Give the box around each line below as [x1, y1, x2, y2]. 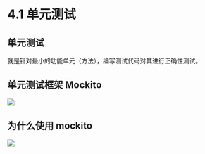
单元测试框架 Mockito [7, 79, 102, 91]
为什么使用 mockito [7, 120, 93, 132]
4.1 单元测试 [7, 6, 76, 23]
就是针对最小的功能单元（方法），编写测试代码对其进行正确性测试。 [7, 57, 202, 65]
